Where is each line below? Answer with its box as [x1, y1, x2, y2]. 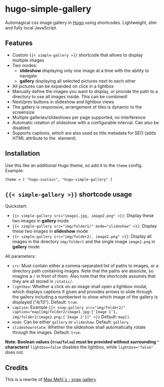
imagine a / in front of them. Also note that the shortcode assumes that [12, 273, 156, 279]
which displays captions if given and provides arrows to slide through [12, 289, 153, 295]
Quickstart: [5, 203, 28, 209]
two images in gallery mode [12, 218, 69, 224]
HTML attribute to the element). [12, 135, 77, 141]
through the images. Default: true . [12, 329, 81, 336]
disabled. [12, 125, 31, 131]
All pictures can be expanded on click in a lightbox [12, 83, 114, 89]
